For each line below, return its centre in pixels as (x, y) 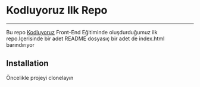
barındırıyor (20, 44)
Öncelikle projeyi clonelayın (40, 78)
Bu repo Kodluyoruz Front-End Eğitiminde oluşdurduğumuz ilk (82, 32)
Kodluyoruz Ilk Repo (57, 10)
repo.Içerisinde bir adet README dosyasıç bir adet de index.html (85, 38)
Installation (27, 64)
